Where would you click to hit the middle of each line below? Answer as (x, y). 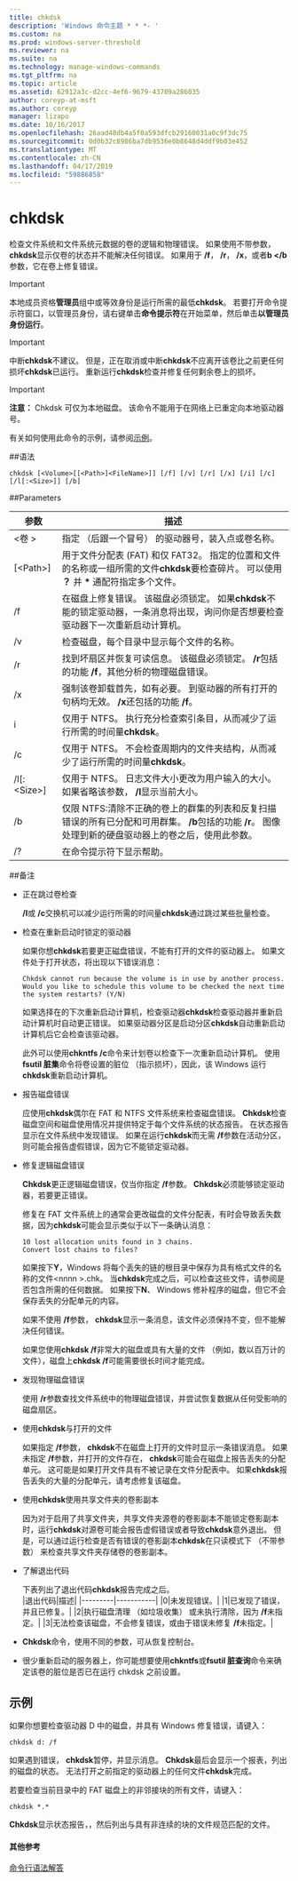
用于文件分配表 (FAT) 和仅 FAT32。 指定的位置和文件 (171, 555)
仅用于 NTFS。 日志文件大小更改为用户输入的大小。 (169, 778)
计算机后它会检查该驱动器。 (73, 1034)
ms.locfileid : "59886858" (57, 174)
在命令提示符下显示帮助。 (115, 852)
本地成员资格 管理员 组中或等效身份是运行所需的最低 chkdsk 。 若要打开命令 (145, 302)
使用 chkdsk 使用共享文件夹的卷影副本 (90, 1500)
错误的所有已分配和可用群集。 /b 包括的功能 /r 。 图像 (171, 822)
